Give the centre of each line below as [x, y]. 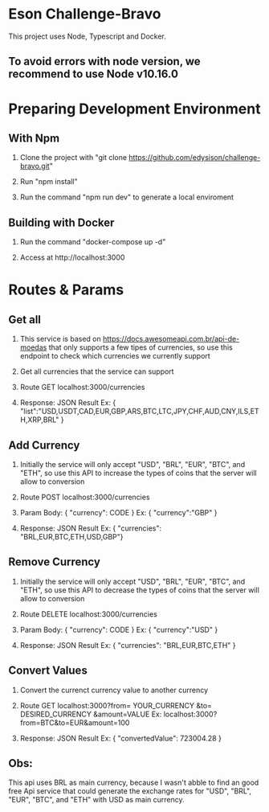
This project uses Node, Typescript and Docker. [88, 36]
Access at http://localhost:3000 [72, 257]
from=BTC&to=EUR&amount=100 [75, 722]
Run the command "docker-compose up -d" [93, 242]
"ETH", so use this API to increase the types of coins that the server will [138, 473]
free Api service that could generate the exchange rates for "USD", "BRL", [130, 791]
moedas [33, 347]
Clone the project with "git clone [73, 158]
